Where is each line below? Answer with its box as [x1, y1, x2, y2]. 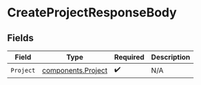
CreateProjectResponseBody [7, 5, 177, 21]
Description [151, 53, 191, 62]
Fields [7, 32, 34, 44]
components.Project [42, 65, 108, 75]
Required [114, 53, 145, 62]
